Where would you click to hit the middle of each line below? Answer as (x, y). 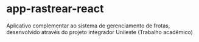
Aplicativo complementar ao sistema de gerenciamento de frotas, (88, 26)
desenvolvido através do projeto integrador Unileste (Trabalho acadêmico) (100, 32)
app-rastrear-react (55, 9)
